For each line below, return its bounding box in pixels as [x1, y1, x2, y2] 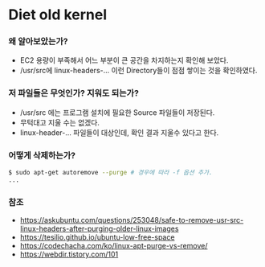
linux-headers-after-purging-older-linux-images [19, 224, 179, 234]
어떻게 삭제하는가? [8, 150, 76, 161]
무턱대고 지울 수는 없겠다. [19, 117, 100, 127]
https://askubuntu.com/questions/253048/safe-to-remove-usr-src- [19, 216, 244, 225]
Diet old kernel [8, 6, 108, 24]
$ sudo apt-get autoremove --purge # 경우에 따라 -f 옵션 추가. [8, 169, 213, 177]
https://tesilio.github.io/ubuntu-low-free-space [19, 232, 175, 242]
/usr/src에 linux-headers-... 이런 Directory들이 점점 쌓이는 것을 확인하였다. [19, 66, 258, 76]
